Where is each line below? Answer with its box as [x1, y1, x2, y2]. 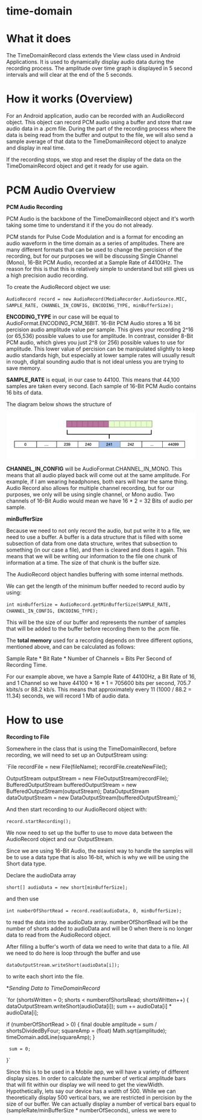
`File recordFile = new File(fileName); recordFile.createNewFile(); [6, 763, 168, 770]
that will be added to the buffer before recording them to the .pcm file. [6, 625, 180, 632]
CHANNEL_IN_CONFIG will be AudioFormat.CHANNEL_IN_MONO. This [6, 465, 182, 472]
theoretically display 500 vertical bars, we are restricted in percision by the [6, 1093, 192, 1101]
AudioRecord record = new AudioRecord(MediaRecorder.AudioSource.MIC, [6, 296, 188, 302]
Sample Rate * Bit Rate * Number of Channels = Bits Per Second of [6, 655, 172, 662]
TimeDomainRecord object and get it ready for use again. [6, 162, 149, 170]
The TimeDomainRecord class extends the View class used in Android [6, 52, 181, 59]
